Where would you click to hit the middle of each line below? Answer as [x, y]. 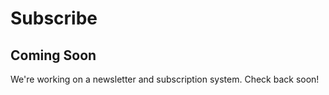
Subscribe [54, 18]
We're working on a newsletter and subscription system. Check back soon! [165, 79]
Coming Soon [53, 55]
